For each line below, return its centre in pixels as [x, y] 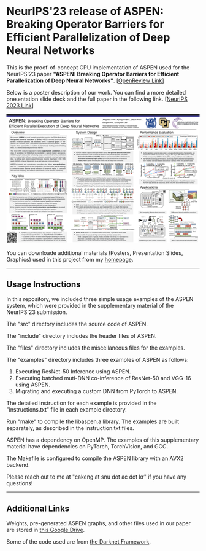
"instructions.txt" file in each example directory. [67, 410]
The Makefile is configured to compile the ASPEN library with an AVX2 [95, 458]
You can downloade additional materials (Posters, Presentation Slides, [95, 252]
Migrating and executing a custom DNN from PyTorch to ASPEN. [97, 391]
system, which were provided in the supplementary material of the [90, 306]
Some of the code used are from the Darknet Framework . [79, 542]
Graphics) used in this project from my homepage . [70, 259]
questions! [20, 483]
